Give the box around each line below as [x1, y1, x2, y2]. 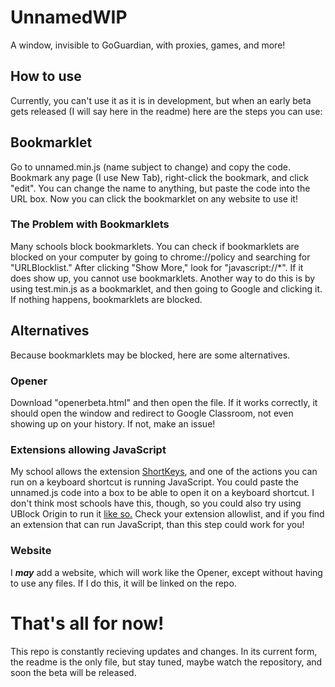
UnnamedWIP [10, 6, 128, 29]
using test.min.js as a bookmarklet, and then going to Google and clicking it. [10, 282, 323, 295]
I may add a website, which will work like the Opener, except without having [10, 566, 323, 578]
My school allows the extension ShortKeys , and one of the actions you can [10, 466, 318, 478]
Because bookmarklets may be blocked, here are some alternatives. [10, 349, 291, 361]
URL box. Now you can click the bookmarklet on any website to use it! [10, 192, 298, 205]
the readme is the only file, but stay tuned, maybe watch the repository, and [10, 656, 323, 668]
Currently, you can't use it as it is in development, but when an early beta [10, 94, 312, 106]
